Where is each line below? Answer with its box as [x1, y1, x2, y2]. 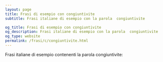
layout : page [5, 7, 32, 12]
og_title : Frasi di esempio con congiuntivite [5, 25, 102, 30]
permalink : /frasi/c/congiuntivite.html [5, 38, 89, 44]
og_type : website [5, 34, 41, 39]
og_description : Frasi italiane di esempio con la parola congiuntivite [5, 30, 159, 34]
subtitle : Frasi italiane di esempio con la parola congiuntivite [5, 16, 145, 21]
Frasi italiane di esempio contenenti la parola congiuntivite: [5, 51, 123, 57]
